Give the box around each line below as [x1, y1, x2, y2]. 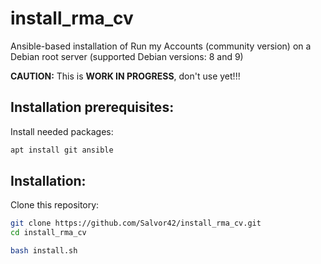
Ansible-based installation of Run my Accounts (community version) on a [10, 40, 312, 52]
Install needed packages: [10, 125, 114, 137]
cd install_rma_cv [10, 228, 87, 238]
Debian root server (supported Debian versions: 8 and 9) [10, 50, 244, 62]
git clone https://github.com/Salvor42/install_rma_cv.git [10, 218, 262, 229]
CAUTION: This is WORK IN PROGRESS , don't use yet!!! [10, 70, 241, 82]
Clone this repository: [10, 199, 100, 211]
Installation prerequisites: [10, 99, 175, 116]
